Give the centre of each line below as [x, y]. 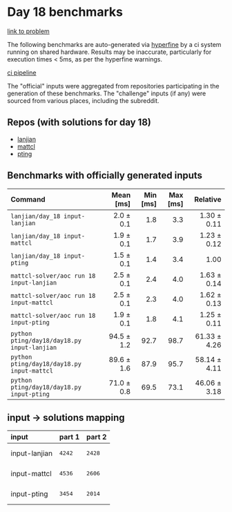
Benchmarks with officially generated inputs [105, 176]
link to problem [28, 31]
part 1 [69, 437]
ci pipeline [22, 73]
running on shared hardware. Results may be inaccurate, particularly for [109, 52]
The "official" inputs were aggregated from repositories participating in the [113, 86]
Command [28, 199]
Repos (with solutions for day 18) [79, 123]
